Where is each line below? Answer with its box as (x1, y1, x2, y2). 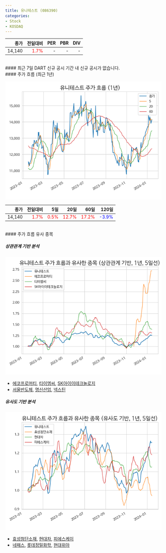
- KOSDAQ (5, 24, 23, 29)
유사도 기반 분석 (5, 399, 36, 405)
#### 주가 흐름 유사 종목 (5, 231, 54, 237)
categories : (5, 13, 30, 18)
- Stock (5, 18, 21, 23)
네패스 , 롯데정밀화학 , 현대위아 (12, 542, 70, 548)
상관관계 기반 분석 (5, 243, 40, 249)
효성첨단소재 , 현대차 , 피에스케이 (12, 536, 74, 542)
